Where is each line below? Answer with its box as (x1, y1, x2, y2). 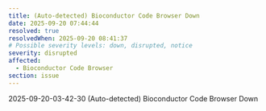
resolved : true (8, 27, 60, 35)
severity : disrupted (8, 49, 78, 57)
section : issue (8, 72, 60, 80)
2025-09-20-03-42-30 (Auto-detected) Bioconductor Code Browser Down (8, 93, 259, 103)
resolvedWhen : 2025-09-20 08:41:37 (8, 34, 128, 43)
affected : (8, 57, 42, 65)
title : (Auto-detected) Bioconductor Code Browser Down (8, 11, 200, 20)
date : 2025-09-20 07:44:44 (8, 19, 99, 27)
